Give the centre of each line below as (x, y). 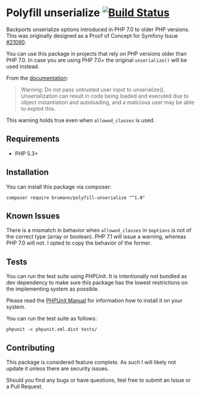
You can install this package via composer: (59, 187)
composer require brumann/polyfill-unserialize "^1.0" (76, 197)
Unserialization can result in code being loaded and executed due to (105, 96)
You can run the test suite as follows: (52, 319)
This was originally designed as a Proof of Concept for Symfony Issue (92, 35)
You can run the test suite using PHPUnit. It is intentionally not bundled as (96, 276)
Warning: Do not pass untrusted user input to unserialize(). (93, 89)
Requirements (33, 139)
